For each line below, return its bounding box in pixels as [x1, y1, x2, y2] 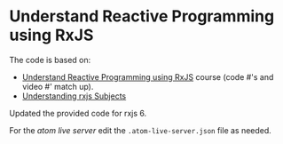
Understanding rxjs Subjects [21, 91, 127, 101]
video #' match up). [21, 81, 94, 92]
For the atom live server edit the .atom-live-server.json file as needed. [9, 124, 272, 135]
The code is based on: [9, 54, 91, 65]
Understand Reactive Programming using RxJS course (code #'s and [21, 71, 274, 82]
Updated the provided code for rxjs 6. [9, 108, 147, 118]
